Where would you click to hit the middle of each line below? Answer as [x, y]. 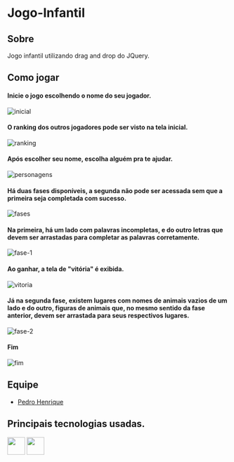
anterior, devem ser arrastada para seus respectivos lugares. [98, 316]
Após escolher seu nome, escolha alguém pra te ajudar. [90, 159]
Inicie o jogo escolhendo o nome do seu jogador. [79, 95]
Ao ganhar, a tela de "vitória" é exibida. [66, 269]
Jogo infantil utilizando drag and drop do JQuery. [78, 55]
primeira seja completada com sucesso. [67, 198]
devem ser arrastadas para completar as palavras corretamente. [104, 237]
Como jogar [33, 78]
